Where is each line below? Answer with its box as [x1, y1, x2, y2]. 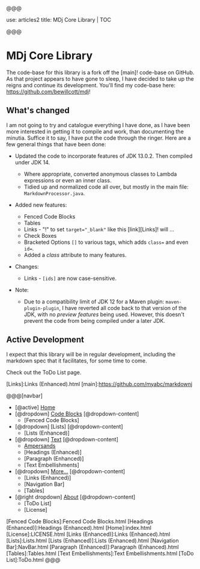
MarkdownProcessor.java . [23, 189, 85, 197]
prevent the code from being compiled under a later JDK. [23, 317, 165, 324]
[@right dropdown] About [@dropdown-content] [14, 493, 136, 500]
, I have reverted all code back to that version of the [59, 304, 187, 311]
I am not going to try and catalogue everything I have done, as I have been [6, 121, 190, 128]
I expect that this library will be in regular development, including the [6, 350, 176, 358]
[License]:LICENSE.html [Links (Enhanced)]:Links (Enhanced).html [6, 530, 171, 538]
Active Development [6, 335, 84, 345]
